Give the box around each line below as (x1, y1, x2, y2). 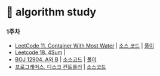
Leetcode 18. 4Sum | (14, 49, 66, 56)
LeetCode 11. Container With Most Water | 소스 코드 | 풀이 (14, 42, 154, 49)
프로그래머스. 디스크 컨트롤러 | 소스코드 (14, 64, 106, 71)
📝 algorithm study (6, 5, 97, 19)
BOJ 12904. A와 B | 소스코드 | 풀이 (14, 56, 97, 63)
